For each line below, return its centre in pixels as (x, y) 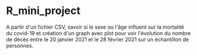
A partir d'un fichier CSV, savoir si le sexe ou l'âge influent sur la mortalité (95, 27)
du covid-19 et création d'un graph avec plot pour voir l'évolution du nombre (98, 33)
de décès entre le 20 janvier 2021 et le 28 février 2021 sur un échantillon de (98, 39)
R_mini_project (43, 11)
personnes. (20, 46)
